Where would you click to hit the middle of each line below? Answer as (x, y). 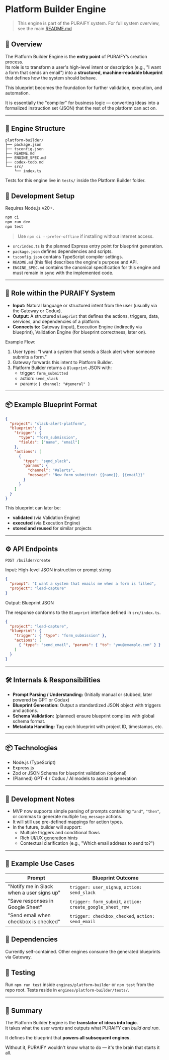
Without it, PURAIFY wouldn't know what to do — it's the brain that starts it (82, 1047)
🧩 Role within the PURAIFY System (60, 293)
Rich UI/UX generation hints (49, 838)
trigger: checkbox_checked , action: (112, 916)
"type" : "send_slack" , (47, 461)
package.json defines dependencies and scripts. (63, 251)
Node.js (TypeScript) (34, 762)
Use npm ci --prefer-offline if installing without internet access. (86, 236)
